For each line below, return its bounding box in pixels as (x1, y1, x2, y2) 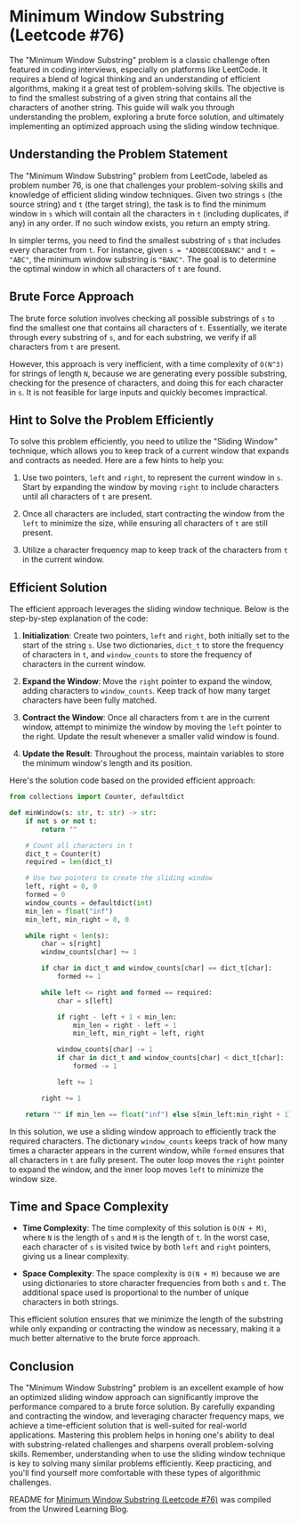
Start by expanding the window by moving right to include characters (21, 482, 279, 493)
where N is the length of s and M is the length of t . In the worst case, (21, 1232, 271, 1243)
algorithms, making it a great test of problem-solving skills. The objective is (9, 83, 285, 94)
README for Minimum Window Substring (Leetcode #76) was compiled (9, 1494, 271, 1505)
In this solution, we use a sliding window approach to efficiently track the (9, 1126, 277, 1136)
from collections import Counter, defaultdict (9, 793, 185, 802)
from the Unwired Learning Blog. (9, 1503, 129, 1515)
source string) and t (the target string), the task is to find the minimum (9, 199, 267, 209)
